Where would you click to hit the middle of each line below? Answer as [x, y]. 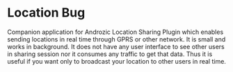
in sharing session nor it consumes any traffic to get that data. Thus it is [110, 54]
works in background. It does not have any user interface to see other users [116, 46]
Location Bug [46, 13]
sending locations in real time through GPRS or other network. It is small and [116, 39]
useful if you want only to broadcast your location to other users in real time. [116, 61]
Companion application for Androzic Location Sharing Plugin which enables [115, 32]
